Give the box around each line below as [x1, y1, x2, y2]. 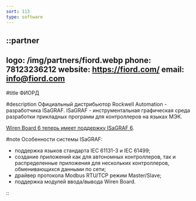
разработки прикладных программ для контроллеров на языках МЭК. [6, 113, 183, 120]
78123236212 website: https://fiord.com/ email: [6, 65, 184, 75]
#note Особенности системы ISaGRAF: [6, 136, 103, 143]
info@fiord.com [6, 74, 66, 84]
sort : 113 [6, 8, 30, 15]
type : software [6, 14, 43, 20]
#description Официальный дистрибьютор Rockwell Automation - [6, 100, 167, 108]
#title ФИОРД [6, 89, 40, 96]
